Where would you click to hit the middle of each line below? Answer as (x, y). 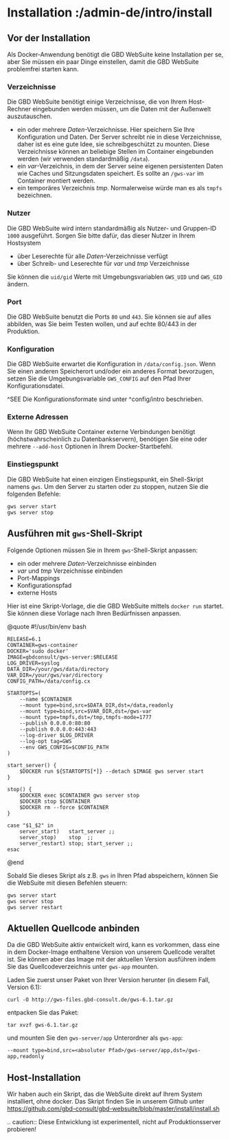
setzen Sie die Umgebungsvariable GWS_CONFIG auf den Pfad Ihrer (99, 378)
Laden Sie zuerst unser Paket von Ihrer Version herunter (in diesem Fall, (109, 980)
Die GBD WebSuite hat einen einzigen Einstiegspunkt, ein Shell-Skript (105, 479)
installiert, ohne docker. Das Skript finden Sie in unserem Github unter (106, 1102)
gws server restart (35, 907)
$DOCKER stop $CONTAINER (55, 801)
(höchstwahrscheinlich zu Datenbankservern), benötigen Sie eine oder (107, 439)
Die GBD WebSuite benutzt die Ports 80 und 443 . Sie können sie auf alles (109, 317)
